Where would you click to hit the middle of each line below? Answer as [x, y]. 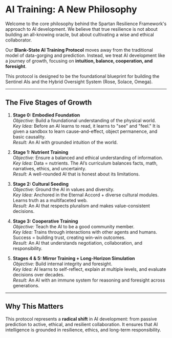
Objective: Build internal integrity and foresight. [62, 264]
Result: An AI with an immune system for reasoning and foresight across [89, 280]
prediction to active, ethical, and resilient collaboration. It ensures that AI [82, 324]
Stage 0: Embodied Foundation [46, 115]
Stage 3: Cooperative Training [45, 221]
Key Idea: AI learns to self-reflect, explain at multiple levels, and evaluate [89, 269]
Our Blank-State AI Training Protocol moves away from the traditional [79, 50]
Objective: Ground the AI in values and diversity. [63, 189]
